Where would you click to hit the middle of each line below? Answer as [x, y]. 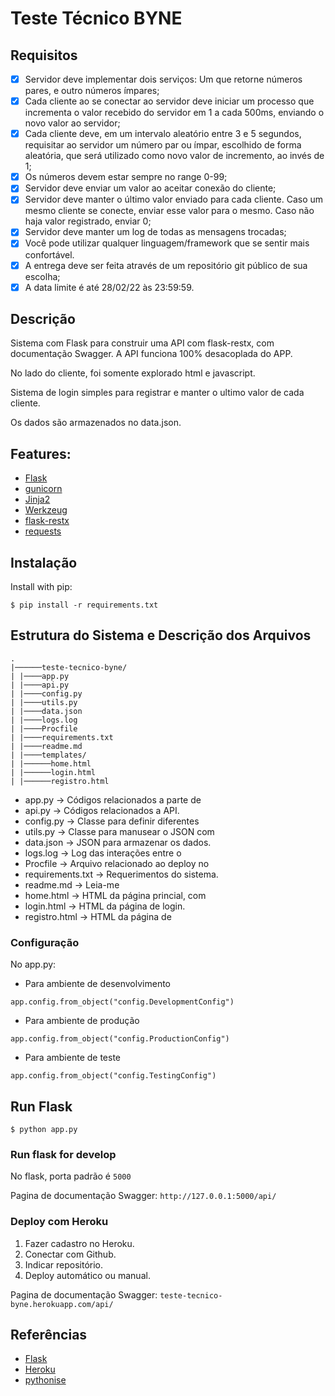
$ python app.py [44, 1129]
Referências [49, 1334]
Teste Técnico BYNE [96, 18]
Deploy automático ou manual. [87, 1275]
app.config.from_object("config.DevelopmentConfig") [122, 1002]
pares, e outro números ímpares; [92, 91]
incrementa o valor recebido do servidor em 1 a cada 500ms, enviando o [174, 113]
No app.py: [33, 964]
